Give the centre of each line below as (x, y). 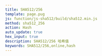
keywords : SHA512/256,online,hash (40, 46)
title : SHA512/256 (24, 9)
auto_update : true (24, 32)
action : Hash (18, 28)
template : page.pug (25, 14)
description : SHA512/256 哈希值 (37, 41)
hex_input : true (22, 37)
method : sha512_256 (25, 23)
